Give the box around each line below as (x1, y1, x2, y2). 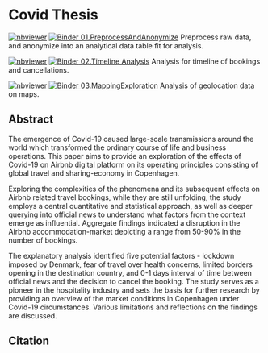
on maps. (8, 89, 40, 98)
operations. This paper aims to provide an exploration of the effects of (8, 151, 242, 160)
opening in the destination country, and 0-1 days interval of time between (8, 268, 253, 277)
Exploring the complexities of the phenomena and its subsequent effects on (8, 184, 261, 193)
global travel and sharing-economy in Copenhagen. (8, 168, 180, 178)
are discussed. (8, 310, 58, 320)
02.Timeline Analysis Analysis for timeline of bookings (80, 56, 261, 66)
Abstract (8, 113, 54, 127)
